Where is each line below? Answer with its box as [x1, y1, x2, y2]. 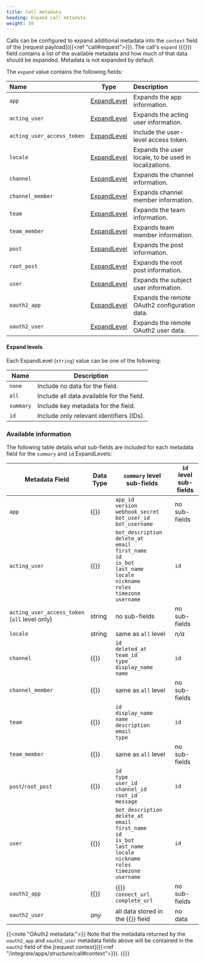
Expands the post [133, 241, 184, 249]
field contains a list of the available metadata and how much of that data [6, 50, 188, 57]
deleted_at [115, 645, 147, 653]
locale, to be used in [133, 153, 191, 162]
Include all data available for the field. [37, 392, 145, 400]
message [115, 798, 138, 805]
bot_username [115, 520, 154, 528]
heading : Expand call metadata [6, 15, 86, 21]
